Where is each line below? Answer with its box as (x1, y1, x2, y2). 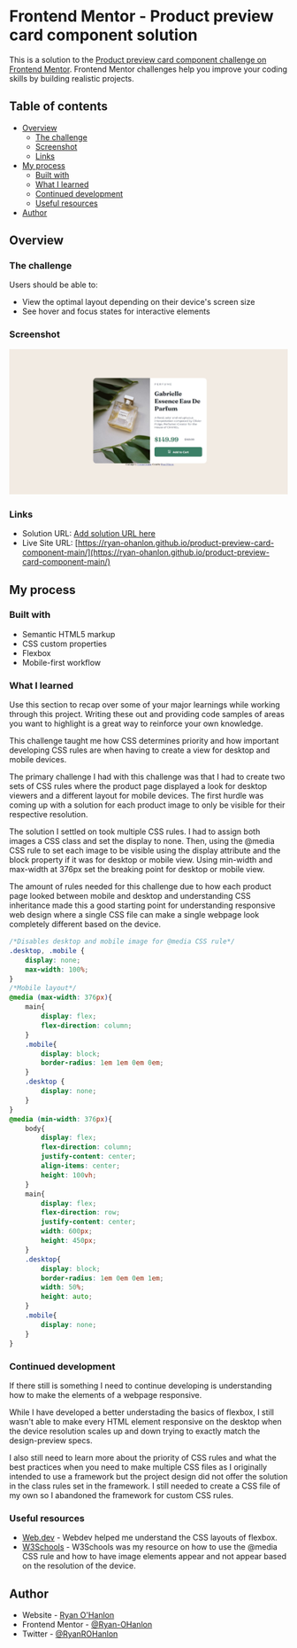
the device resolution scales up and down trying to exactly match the (9, 1425, 261, 1436)
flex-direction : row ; (41, 1208, 121, 1217)
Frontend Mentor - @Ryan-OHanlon (21, 1620, 153, 1630)
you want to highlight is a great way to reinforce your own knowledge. (9, 718, 263, 729)
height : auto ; (41, 1293, 93, 1301)
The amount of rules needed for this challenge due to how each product (9, 881, 272, 892)
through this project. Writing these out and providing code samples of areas (9, 709, 286, 720)
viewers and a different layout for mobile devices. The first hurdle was (9, 791, 264, 801)
